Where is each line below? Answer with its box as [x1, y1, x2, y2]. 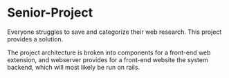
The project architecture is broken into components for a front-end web [7, 48, 211, 57]
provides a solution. [7, 35, 64, 43]
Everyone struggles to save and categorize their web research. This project [7, 28, 222, 36]
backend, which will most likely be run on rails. [7, 63, 140, 71]
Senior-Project [7, 5, 93, 21]
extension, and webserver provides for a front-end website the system [7, 55, 209, 64]
